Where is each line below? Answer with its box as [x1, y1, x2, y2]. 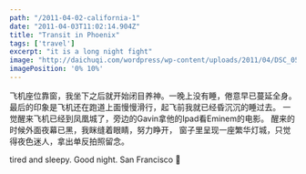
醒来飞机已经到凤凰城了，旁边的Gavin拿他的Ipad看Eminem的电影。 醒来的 [16, 113, 296, 124]
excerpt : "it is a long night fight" [9, 47, 153, 56]
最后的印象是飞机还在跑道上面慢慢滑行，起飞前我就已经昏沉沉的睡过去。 [9, 101, 280, 112]
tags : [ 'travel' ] [9, 38, 76, 48]
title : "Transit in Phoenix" [9, 30, 120, 39]
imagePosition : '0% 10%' [9, 65, 104, 74]
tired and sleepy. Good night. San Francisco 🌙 [9, 154, 181, 165]
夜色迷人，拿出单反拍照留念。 [16, 136, 129, 147]
